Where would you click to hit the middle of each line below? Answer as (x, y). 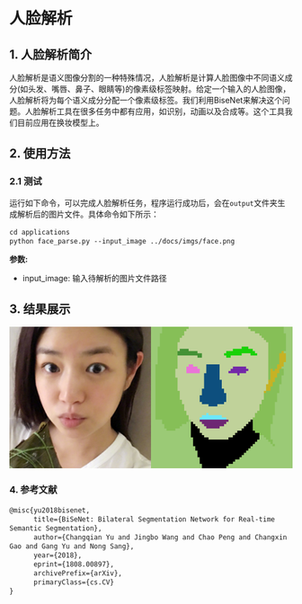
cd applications (40, 232)
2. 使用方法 (40, 154)
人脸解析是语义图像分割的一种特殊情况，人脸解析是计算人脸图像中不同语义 (147, 78)
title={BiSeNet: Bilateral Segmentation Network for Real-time (154, 519)
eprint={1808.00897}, (74, 564)
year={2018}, (58, 555)
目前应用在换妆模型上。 (60, 123)
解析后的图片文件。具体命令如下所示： (88, 214)
